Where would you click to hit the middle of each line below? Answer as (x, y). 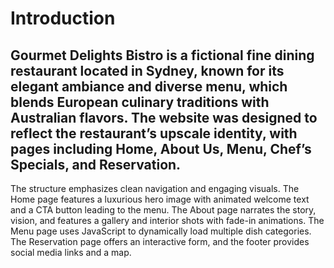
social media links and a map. (71, 252)
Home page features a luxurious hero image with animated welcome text (160, 199)
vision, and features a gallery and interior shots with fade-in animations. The (167, 220)
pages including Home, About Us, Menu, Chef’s (161, 148)
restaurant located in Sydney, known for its (147, 70)
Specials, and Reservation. (96, 164)
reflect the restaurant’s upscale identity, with (154, 133)
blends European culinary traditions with (140, 102)
